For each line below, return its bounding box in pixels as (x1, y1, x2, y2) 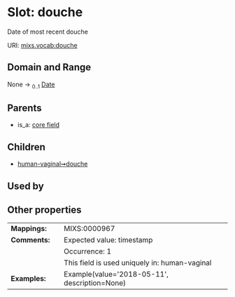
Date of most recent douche (7, 27, 89, 36)
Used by (7, 180, 44, 192)
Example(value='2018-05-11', (64, 270, 169, 279)
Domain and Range (7, 61, 92, 74)
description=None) (64, 278, 127, 288)
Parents (7, 102, 42, 114)
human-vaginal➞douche (17, 159, 88, 169)
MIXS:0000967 (64, 224, 115, 234)
